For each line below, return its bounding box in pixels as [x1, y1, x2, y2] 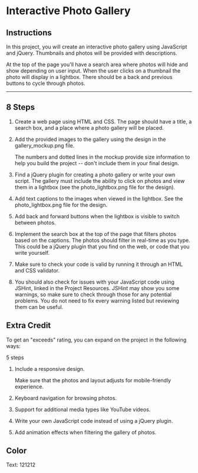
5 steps [6, 354, 25, 361]
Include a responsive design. [14, 365, 85, 372]
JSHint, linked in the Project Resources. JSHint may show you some [14, 284, 180, 291]
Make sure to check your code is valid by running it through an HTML [14, 261, 183, 268]
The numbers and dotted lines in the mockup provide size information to [14, 153, 190, 160]
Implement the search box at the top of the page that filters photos [14, 230, 177, 237]
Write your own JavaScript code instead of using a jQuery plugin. [14, 417, 173, 424]
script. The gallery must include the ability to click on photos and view [14, 177, 185, 184]
